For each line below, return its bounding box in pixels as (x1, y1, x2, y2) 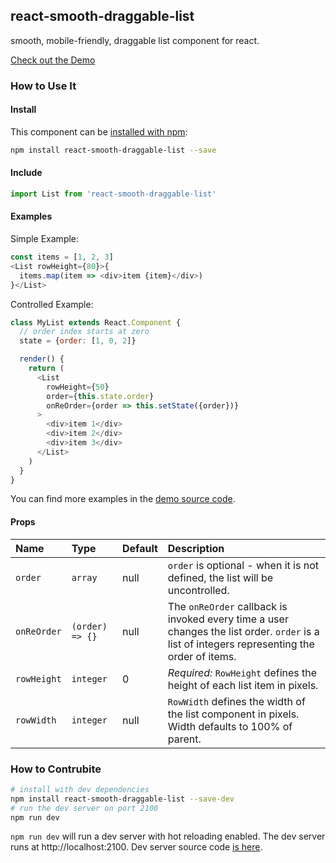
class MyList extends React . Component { (10, 317, 182, 328)
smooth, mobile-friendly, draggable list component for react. (10, 34, 260, 46)
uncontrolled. (167, 583, 230, 597)
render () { (19, 354, 65, 364)
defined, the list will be (167, 570, 274, 584)
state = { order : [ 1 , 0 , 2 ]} (19, 336, 137, 346)
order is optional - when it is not (167, 558, 319, 572)
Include (10, 167, 43, 179)
